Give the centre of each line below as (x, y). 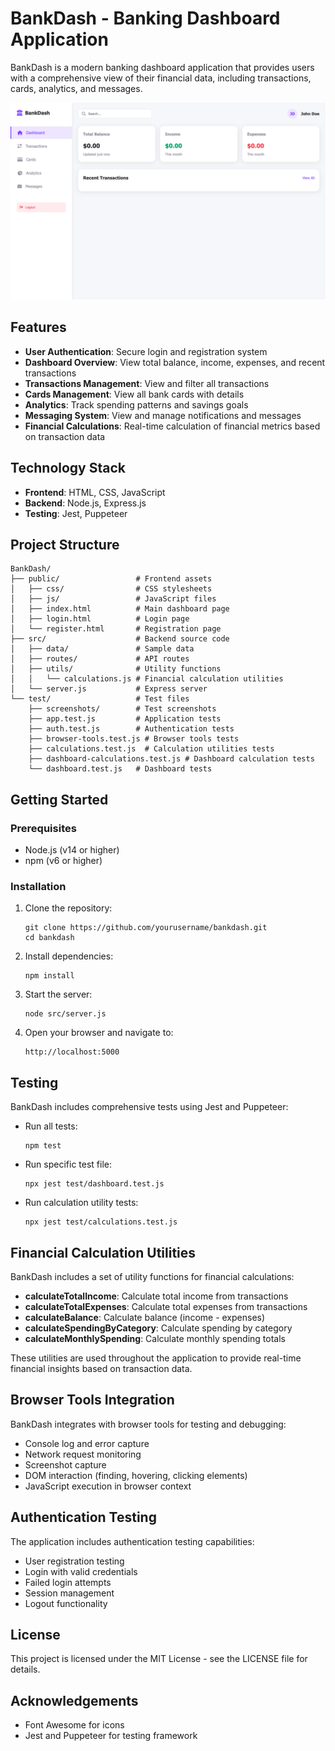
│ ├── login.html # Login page (100, 619)
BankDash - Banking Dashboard (145, 18)
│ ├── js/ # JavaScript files (113, 599)
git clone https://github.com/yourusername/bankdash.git (146, 928)
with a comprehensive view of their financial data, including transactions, (161, 78)
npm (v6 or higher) (63, 861)
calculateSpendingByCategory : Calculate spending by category (158, 1328)
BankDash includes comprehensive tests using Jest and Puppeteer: (149, 1107)
